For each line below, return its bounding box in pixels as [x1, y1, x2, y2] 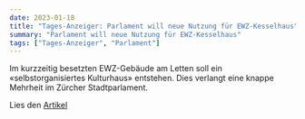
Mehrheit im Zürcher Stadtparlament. [9, 82, 148, 93]
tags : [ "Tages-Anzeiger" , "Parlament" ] [9, 38, 161, 48]
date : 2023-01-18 [9, 13, 75, 23]
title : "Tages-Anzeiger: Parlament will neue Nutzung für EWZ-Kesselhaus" [9, 22, 299, 31]
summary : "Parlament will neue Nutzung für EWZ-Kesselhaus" [9, 30, 242, 39]
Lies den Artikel [9, 100, 68, 111]
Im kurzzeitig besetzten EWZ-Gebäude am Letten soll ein [9, 63, 222, 74]
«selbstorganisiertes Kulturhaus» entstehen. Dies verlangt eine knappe [9, 73, 274, 84]
